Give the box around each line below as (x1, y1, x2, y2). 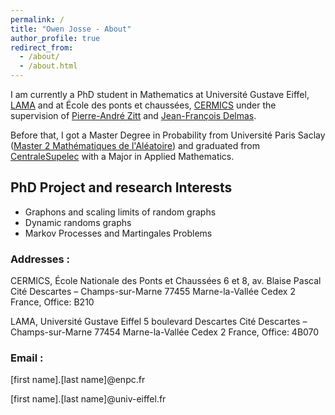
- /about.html (19, 61, 78, 71)
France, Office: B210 (10, 296, 95, 308)
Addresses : (10, 252, 71, 266)
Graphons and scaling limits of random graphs (24, 206, 217, 218)
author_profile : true (10, 33, 101, 43)
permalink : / (10, 14, 65, 25)
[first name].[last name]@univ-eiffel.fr (10, 393, 167, 405)
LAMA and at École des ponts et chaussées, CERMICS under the (10, 99, 277, 111)
